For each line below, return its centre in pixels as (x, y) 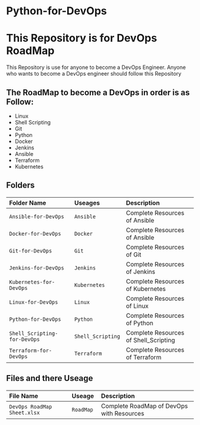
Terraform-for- (31, 350)
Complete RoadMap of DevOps (145, 406)
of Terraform (144, 357)
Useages (87, 202)
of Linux (137, 306)
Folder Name (28, 202)
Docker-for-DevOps (35, 234)
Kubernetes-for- (32, 282)
